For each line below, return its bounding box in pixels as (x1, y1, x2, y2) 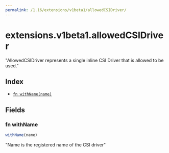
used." (5, 62, 19, 69)
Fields (5, 106, 26, 114)
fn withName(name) (12, 92, 52, 97)
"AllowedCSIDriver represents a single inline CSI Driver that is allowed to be (5, 57, 164, 63)
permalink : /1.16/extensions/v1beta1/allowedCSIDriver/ (5, 7, 127, 13)
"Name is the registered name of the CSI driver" (5, 141, 106, 148)
